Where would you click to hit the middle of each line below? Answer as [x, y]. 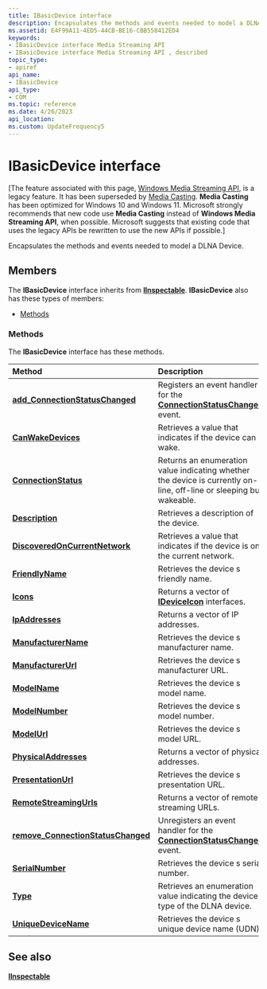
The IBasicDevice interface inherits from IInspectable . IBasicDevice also [128, 290]
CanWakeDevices [46, 437]
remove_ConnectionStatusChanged [81, 835]
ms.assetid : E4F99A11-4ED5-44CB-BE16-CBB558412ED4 [94, 30]
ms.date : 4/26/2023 [41, 112]
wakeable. [177, 500]
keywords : [25, 38]
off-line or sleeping [212, 490]
